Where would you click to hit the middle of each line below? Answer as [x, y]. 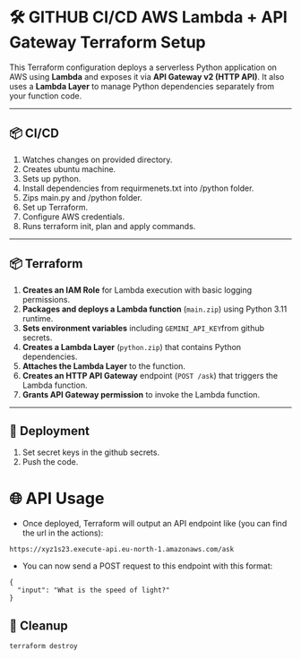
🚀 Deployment [49, 431]
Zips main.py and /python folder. [82, 197]
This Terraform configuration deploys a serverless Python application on [143, 67]
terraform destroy [43, 646]
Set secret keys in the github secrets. [90, 452]
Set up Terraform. [55, 207]
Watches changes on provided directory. [97, 159]
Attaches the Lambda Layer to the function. [104, 366]
